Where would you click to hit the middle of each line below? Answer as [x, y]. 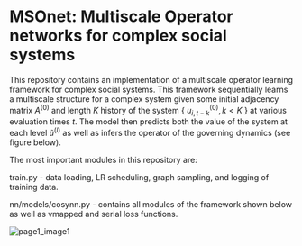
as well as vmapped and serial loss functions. [94, 214]
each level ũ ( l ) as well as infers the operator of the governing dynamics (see [150, 132]
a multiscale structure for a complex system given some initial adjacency [144, 99]
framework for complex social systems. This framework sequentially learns [149, 89]
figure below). [35, 142]
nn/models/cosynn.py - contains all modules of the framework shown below [151, 205]
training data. [34, 187]
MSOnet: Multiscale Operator [122, 17]
